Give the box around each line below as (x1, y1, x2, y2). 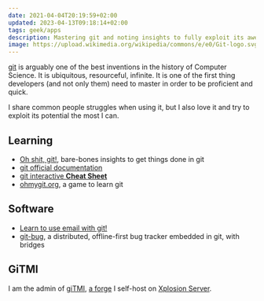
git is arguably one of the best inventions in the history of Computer (8, 62, 227, 72)
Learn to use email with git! (19, 223, 108, 233)
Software (8, 202, 54, 216)
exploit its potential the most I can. (8, 111, 119, 120)
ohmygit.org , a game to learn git (19, 179, 123, 189)
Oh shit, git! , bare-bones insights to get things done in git (19, 154, 204, 163)
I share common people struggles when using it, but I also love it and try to (8, 103, 250, 112)
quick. (8, 87, 28, 97)
